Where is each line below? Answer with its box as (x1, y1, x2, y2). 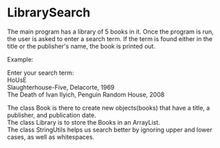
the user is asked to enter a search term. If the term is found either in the (7, 34, 213, 42)
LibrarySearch (7, 5, 91, 21)
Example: (7, 55, 34, 63)
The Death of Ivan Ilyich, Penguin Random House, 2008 (7, 90, 165, 99)
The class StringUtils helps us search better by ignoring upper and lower (7, 125, 212, 134)
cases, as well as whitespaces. (7, 132, 95, 141)
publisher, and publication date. (7, 111, 96, 119)
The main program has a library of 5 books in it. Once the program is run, (7, 27, 214, 36)
